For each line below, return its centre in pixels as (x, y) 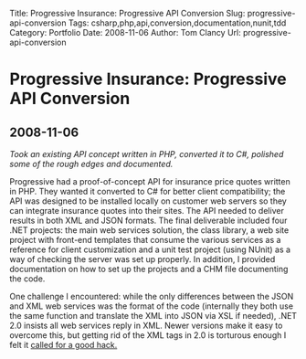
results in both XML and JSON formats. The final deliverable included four (148, 220)
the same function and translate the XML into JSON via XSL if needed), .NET (153, 316)
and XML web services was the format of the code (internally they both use (152, 306)
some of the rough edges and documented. (91, 164)
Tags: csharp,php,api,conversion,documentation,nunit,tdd (177, 23)
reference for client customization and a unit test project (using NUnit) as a (150, 249)
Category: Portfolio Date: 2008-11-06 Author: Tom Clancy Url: (125, 32)
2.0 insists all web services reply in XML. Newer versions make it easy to (146, 325)
